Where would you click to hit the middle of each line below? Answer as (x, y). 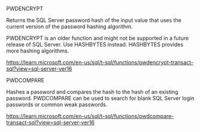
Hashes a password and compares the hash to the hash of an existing (92, 92)
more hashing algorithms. (38, 51)
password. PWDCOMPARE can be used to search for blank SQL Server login (100, 98)
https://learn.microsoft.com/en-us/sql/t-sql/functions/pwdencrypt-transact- (100, 62)
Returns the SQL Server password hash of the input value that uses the (94, 20)
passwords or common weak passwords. (57, 105)
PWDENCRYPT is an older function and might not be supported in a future (98, 38)
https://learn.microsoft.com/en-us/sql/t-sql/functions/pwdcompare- (90, 116)
